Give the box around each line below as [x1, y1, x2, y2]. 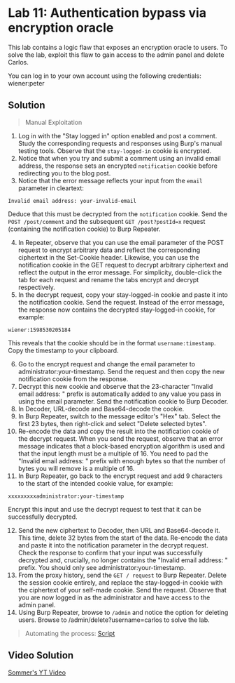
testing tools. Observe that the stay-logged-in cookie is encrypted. [17, 146, 212, 155]
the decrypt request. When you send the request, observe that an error [17, 434, 223, 443]
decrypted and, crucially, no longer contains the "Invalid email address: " [17, 556, 228, 564]
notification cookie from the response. [17, 374, 129, 383]
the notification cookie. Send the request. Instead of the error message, [17, 298, 225, 306]
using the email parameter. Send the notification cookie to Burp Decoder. [17, 397, 229, 405]
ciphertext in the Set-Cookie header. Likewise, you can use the [17, 253, 199, 261]
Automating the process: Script [24, 629, 115, 637]
